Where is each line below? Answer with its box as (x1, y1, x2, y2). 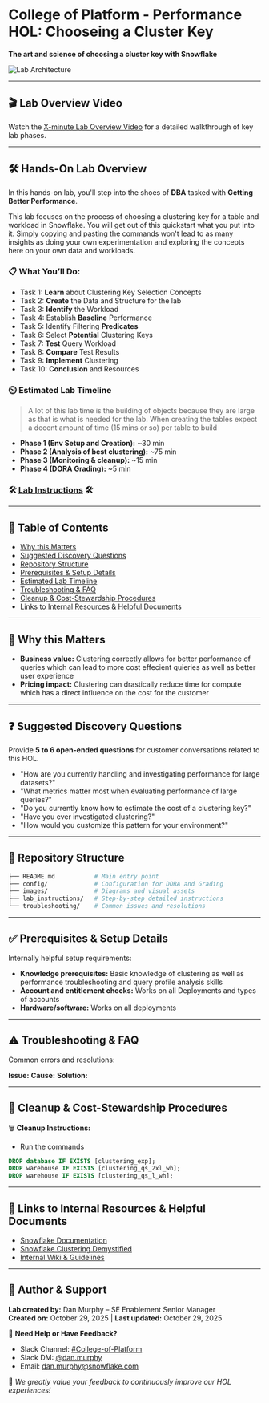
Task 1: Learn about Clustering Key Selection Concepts (19, 287, 202, 297)
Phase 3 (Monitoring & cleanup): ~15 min (19, 456, 158, 465)
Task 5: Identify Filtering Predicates (19, 321, 139, 330)
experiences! (8, 1385, 51, 1395)
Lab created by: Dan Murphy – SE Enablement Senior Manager (8, 1304, 216, 1314)
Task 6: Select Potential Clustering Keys (19, 330, 154, 339)
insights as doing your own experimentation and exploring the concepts (8, 237, 245, 246)
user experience (19, 671, 74, 681)
